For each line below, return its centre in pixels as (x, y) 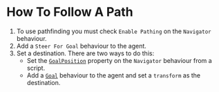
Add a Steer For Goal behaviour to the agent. (81, 46)
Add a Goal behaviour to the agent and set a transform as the (114, 75)
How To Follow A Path (70, 12)
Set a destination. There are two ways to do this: (85, 53)
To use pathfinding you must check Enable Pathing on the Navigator (114, 31)
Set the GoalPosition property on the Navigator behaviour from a (119, 60)
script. (36, 68)
